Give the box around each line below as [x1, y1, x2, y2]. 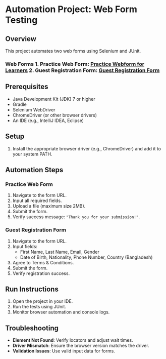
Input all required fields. [12, 197, 62, 204]
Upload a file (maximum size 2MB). [12, 203, 86, 209]
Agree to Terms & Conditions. [12, 259, 74, 265]
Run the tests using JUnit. [12, 304, 67, 310]
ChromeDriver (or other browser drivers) [12, 112, 97, 118]
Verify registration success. [12, 270, 70, 276]
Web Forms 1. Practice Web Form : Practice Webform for [5, 60, 145, 67]
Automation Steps [5, 166, 64, 174]
